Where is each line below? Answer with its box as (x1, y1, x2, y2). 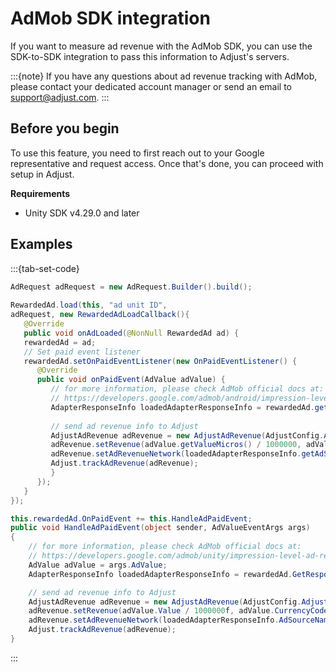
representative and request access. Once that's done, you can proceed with (10, 157, 324, 169)
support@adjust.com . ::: (10, 91, 110, 103)
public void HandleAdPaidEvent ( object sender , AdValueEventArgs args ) (10, 523, 311, 533)
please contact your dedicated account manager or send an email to (10, 80, 292, 92)
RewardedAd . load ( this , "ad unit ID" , (10, 300, 168, 311)
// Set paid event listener (23, 347, 141, 357)
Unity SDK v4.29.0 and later (24, 207, 140, 219)
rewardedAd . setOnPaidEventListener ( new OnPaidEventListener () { (23, 356, 298, 366)
